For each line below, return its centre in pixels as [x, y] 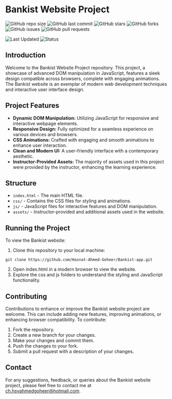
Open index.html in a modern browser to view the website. [74, 269]
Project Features [32, 106]
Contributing [26, 296]
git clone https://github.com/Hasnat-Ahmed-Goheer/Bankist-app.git [79, 260]
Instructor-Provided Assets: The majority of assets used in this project [88, 161]
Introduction [26, 55]
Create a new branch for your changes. [54, 335]
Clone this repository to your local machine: [59, 251]
